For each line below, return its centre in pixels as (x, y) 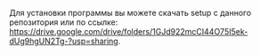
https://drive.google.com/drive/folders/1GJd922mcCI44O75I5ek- (129, 31)
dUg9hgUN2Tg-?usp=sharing (64, 41)
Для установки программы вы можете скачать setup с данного (130, 13)
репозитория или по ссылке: (64, 22)
